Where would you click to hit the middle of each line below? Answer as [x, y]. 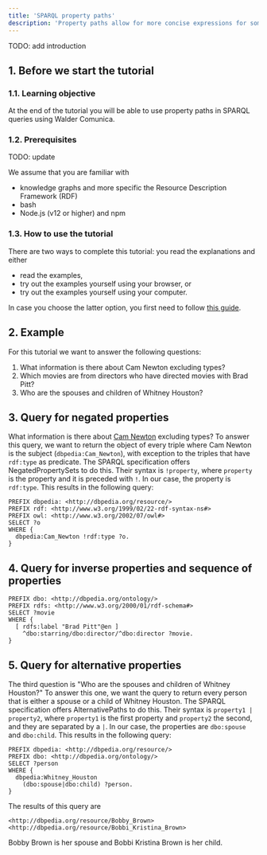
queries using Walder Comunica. [62, 119]
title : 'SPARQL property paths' [62, 16]
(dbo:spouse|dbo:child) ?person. [78, 785]
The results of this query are [55, 806]
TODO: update [32, 157]
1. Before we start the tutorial [81, 70]
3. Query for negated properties [89, 418]
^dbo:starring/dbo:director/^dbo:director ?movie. [108, 634]
